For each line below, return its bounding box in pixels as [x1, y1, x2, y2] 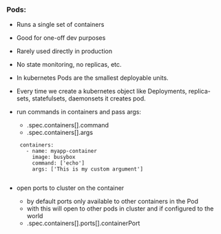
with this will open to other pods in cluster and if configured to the [26, 204, 214, 213]
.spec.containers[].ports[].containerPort [26, 219, 140, 228]
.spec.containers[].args [26, 129, 94, 137]
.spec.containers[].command [26, 121, 109, 129]
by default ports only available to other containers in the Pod [26, 198, 199, 206]
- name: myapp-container [25, 148, 97, 155]
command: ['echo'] [32, 160, 85, 167]
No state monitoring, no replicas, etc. [16, 61, 122, 69]
